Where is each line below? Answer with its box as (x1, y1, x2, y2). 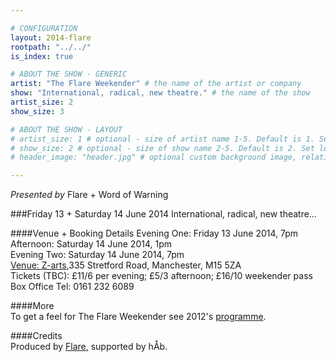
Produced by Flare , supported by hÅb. (10, 341, 168, 353)
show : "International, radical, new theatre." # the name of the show (10, 88, 311, 98)
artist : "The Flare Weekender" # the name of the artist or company (10, 79, 302, 89)
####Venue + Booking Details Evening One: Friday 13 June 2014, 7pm (10, 227, 299, 240)
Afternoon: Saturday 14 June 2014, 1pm (10, 238, 172, 250)
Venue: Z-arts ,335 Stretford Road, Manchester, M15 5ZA (10, 259, 242, 271)
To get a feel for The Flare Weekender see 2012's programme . (10, 311, 267, 323)
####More (10, 300, 55, 312)
